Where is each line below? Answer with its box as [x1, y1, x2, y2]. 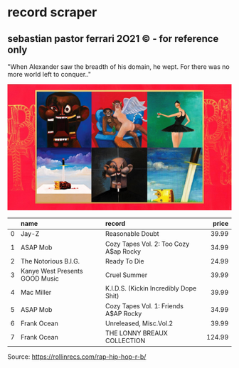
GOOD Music [21, 274, 59, 283]
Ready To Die [105, 256, 144, 265]
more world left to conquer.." [7, 70, 91, 78]
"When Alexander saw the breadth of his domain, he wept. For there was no [7, 63, 230, 71]
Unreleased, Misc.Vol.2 [105, 319, 174, 328]
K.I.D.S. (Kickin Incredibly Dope [105, 284, 197, 293]
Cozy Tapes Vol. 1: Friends [105, 301, 184, 310]
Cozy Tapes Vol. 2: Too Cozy [105, 239, 190, 248]
